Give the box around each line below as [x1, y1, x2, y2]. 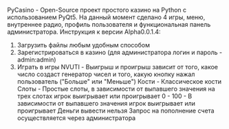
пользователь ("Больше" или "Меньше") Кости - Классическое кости [17, 78, 222, 85]
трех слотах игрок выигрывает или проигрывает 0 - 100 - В [17, 92, 193, 100]
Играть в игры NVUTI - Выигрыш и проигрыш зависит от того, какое [17, 63, 219, 71]
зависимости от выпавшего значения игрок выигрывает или [17, 99, 196, 107]
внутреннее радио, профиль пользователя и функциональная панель [7, 21, 211, 28]
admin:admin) [17, 56, 56, 64]
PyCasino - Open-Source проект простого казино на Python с [7, 6, 187, 14]
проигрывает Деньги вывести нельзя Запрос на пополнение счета [17, 106, 215, 115]
